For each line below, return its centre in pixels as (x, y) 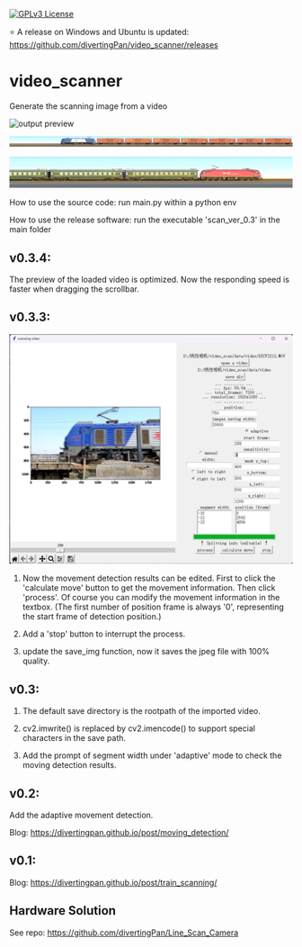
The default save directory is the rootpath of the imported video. (141, 711)
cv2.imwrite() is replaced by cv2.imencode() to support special (139, 728)
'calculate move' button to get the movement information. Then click (149, 588)
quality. (36, 661)
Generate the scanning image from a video (89, 106)
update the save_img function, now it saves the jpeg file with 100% (146, 652)
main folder (31, 230)
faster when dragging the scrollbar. (74, 289)
